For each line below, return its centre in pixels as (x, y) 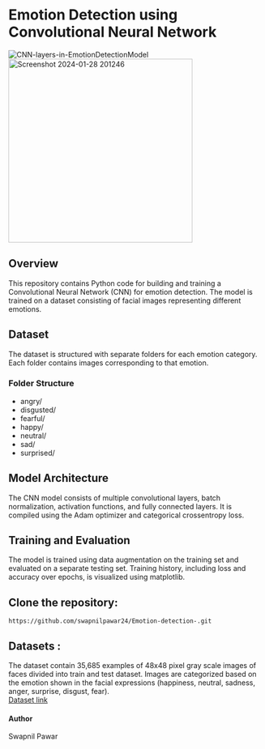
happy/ (32, 427)
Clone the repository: (63, 602)
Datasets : (34, 646)
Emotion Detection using (93, 15)
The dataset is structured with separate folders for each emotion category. (133, 354)
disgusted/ (38, 410)
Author (21, 718)
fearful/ (33, 418)
